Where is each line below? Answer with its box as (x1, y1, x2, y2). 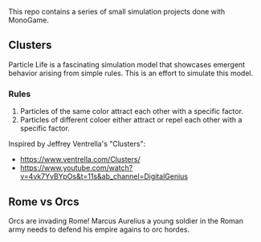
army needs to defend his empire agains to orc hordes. (8, 224, 190, 234)
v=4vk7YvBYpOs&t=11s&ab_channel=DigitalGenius (19, 171, 189, 181)
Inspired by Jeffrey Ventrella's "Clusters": (8, 139, 146, 149)
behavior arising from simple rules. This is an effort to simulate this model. (8, 68, 254, 78)
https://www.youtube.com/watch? (19, 163, 133, 173)
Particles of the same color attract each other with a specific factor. (19, 107, 243, 116)
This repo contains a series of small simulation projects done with (8, 7, 226, 16)
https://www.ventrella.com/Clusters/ (19, 155, 141, 164)
